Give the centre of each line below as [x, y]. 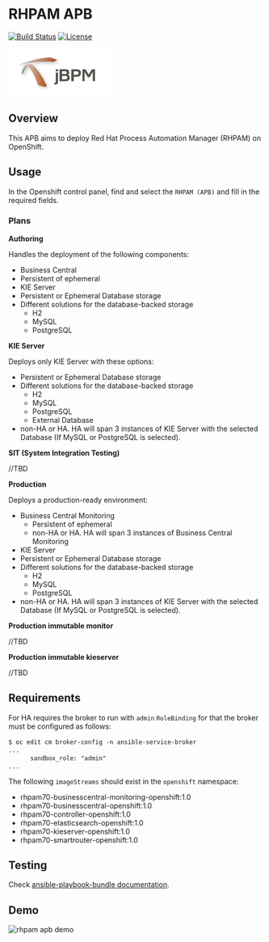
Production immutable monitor [61, 625]
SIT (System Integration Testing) [64, 453]
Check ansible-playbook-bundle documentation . [89, 885]
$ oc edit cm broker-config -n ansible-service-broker [103, 742]
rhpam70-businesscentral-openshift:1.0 [86, 805]
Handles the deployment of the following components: [99, 254]
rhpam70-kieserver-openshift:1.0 [75, 831]
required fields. [34, 200]
